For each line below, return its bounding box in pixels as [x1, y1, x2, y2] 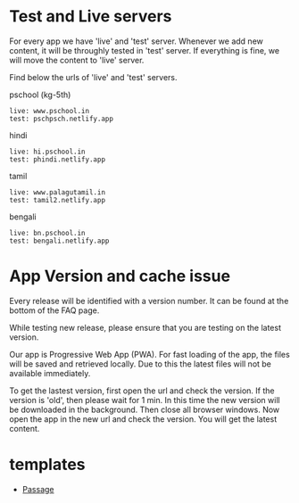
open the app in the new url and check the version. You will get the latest [9, 413, 278, 425]
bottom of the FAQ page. [9, 305, 100, 316]
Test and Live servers [9, 6, 172, 27]
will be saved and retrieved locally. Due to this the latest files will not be [9, 359, 272, 369]
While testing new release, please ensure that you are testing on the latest [9, 322, 282, 333]
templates [9, 455, 87, 474]
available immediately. [9, 367, 91, 378]
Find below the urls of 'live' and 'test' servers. [9, 71, 178, 82]
